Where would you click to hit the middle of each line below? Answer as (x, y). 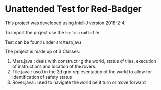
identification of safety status (42, 77)
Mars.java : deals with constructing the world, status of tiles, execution (84, 61)
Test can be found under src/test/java (43, 42)
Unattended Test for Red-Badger (74, 9)
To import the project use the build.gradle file (52, 32)
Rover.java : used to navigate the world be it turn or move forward (79, 82)
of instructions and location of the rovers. (54, 66)
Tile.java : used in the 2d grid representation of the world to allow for (82, 71)
